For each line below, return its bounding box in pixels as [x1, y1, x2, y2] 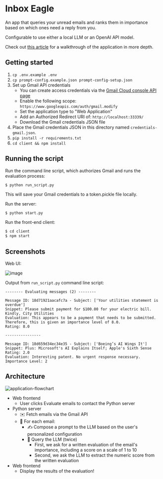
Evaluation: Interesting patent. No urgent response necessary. [5, 354, 141, 359]
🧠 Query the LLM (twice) [27, 436, 78, 442]
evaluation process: [5, 173, 46, 179]
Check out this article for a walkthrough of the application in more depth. [5, 44, 154, 50]
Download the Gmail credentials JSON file [19, 119, 106, 125]
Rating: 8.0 [5, 324, 30, 329]
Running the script [5, 154, 63, 163]
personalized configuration [27, 431, 83, 437]
